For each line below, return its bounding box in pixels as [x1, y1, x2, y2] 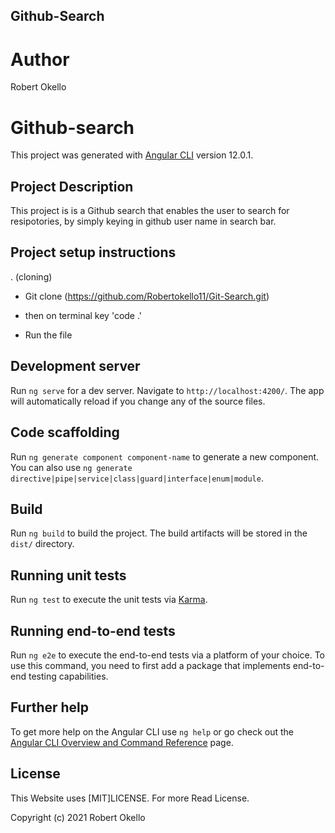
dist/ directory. [10, 538, 75, 550]
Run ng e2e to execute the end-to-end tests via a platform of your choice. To [10, 649, 326, 661]
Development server [10, 358, 141, 375]
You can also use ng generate [10, 461, 133, 473]
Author [10, 48, 70, 71]
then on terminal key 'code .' [24, 309, 143, 321]
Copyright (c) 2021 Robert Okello [10, 811, 146, 823]
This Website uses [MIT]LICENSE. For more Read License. [10, 792, 250, 804]
